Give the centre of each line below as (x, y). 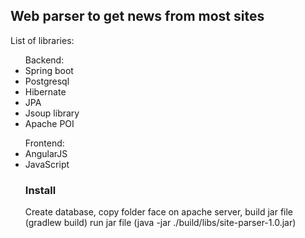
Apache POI (49, 123)
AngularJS (46, 153)
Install (40, 190)
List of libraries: (42, 40)
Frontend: (44, 143)
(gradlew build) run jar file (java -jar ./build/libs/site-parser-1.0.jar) (160, 223)
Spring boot (49, 70)
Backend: (44, 60)
